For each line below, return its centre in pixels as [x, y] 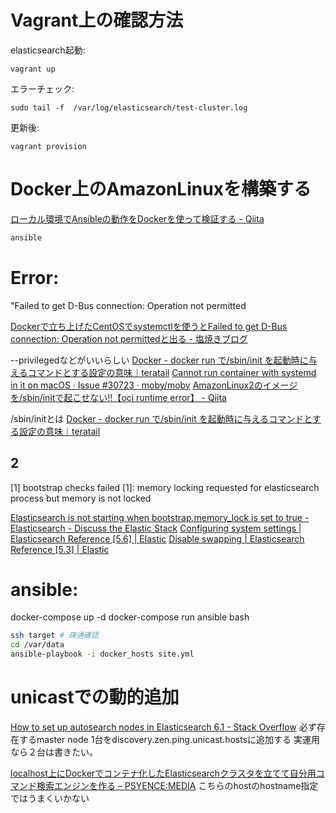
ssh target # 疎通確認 [54, 636]
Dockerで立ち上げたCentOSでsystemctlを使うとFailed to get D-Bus [149, 326]
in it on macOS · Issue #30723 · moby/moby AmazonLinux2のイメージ [154, 385]
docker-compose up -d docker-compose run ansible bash [130, 617]
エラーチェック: [42, 88]
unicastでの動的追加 [95, 697]
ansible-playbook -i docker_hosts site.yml [102, 654]
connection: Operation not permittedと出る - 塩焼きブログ [129, 338]
